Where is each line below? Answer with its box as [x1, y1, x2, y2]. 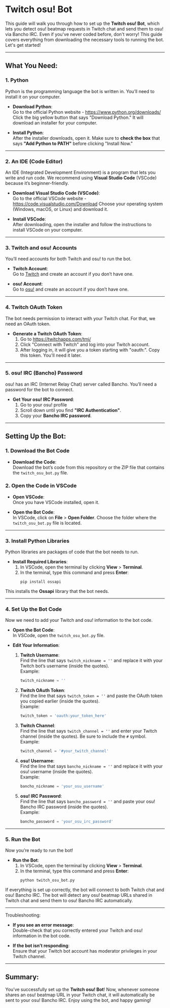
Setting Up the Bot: [5, 432, 66, 440]
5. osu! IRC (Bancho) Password [5, 369, 82, 376]
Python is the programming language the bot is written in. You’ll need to [5, 88, 155, 94]
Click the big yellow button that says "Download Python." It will [12, 114, 144, 120]
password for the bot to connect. [5, 386, 74, 392]
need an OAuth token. [5, 321, 51, 327]
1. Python [5, 77, 29, 84]
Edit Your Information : [12, 642, 60, 648]
